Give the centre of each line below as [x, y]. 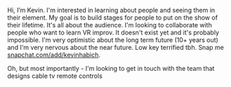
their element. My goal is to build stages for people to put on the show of [113, 18]
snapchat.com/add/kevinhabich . [54, 55]
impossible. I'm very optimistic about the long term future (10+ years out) [113, 40]
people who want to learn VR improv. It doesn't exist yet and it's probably [113, 32]
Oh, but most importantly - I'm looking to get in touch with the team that [111, 68]
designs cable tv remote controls [55, 76]
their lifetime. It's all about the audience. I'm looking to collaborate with [110, 25]
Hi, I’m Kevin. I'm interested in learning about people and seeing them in [111, 10]
